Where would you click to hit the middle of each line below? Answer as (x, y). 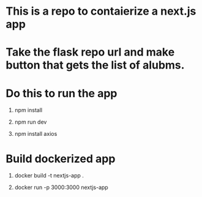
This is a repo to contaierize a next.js (101, 11)
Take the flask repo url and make (90, 52)
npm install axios (36, 134)
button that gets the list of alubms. (95, 65)
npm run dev (31, 122)
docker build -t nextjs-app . (49, 176)
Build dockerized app (61, 159)
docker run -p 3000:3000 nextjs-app (61, 187)
